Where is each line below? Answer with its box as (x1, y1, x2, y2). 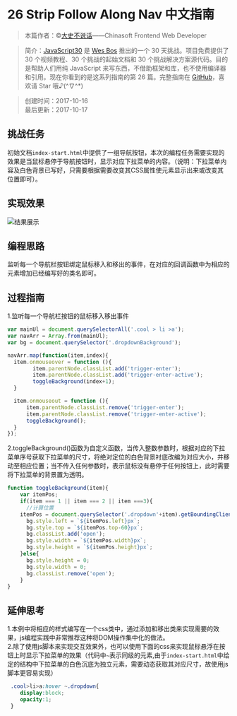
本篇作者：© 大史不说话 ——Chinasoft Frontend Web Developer (24, 31, 207, 40)
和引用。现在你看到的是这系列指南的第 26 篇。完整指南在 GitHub (24, 72, 213, 81)
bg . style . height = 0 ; (25, 556, 90, 564)
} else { (20, 551, 39, 558)
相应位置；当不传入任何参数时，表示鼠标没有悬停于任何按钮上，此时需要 (19, 462, 230, 470)
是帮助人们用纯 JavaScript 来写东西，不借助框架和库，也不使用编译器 (24, 64, 226, 72)
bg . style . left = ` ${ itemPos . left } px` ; (25, 517, 140, 524)
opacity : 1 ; (20, 696, 52, 703)
